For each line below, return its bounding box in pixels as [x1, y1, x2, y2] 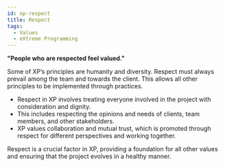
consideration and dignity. [16, 103, 91, 111]
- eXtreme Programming [13, 36, 78, 42]
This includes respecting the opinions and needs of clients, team [16, 110, 200, 118]
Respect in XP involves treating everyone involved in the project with [16, 95, 211, 103]
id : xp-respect [7, 10, 51, 17]
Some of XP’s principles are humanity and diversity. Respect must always [7, 68, 215, 76]
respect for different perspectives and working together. [16, 131, 176, 140]
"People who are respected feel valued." [7, 54, 126, 62]
